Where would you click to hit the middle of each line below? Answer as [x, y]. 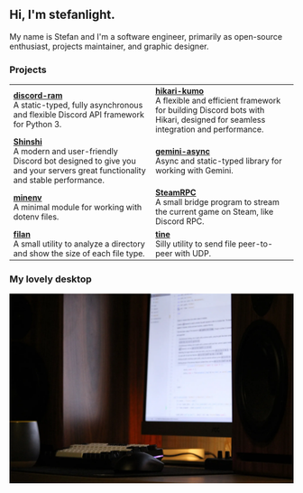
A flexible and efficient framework [218, 100]
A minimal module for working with [78, 207]
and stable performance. [59, 181]
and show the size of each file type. [79, 253]
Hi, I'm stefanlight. [62, 15]
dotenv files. [36, 217]
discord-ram [38, 96]
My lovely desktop [50, 279]
